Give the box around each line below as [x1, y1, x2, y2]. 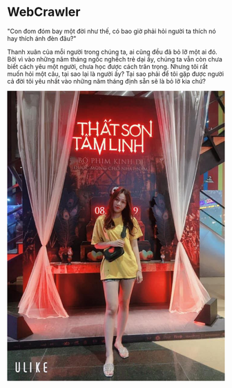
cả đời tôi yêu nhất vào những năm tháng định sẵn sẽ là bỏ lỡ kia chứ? [7, 77, 206, 85]
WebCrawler [7, 4, 81, 20]
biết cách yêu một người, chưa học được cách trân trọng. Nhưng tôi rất [7, 62, 209, 70]
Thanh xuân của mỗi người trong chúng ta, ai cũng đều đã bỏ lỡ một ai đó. [7, 48, 217, 56]
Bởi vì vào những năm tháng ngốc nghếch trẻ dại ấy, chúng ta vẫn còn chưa [7, 55, 223, 63]
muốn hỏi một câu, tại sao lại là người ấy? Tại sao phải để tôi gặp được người [7, 70, 224, 78]
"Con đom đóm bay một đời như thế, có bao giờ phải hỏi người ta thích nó [7, 27, 216, 35]
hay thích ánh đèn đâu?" [7, 34, 77, 42]
